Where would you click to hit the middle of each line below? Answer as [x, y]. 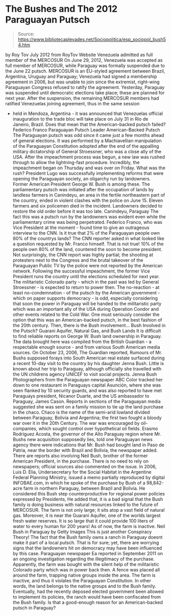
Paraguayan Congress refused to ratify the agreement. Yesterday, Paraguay [85, 87]
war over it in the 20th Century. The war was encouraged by [76, 423]
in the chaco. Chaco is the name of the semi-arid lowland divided [81, 412]
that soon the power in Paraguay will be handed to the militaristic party [87, 303]
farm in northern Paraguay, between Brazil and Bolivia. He [84, 488]
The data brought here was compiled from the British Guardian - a [82, 341]
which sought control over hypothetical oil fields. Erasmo [98, 428]
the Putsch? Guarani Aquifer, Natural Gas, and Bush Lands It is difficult [87, 331]
